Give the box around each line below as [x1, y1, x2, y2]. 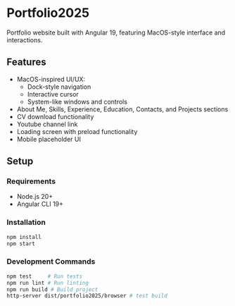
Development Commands [6, 257, 96, 267]
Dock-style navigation [27, 82, 91, 91]
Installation [6, 217, 46, 227]
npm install [6, 233, 42, 240]
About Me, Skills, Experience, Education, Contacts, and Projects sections [16, 104, 229, 114]
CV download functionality [16, 112, 94, 121]
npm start [6, 240, 36, 247]
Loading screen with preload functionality [16, 127, 138, 135]
